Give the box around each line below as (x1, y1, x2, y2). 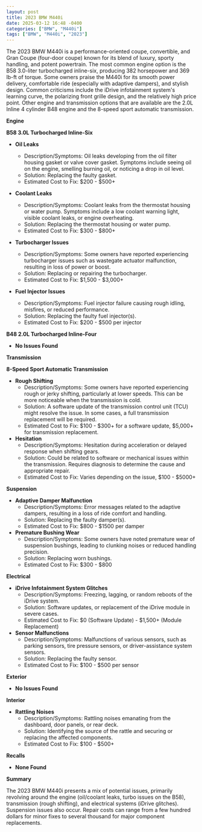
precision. (24, 548, 49, 555)
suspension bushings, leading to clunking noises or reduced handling (24, 542, 197, 549)
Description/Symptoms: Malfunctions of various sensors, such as (24, 636, 187, 643)
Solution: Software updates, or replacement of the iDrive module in (24, 604, 190, 611)
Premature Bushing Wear (14, 529, 80, 536)
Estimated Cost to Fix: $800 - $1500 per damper (24, 523, 145, 530)
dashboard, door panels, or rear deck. (24, 721, 119, 728)
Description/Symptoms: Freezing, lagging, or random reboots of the (24, 591, 193, 598)
